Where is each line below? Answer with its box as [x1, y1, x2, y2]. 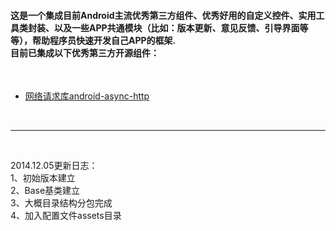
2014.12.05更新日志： [10, 160, 98, 172]
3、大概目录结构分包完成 [10, 197, 113, 209]
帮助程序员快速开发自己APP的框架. [31, 34, 177, 46]
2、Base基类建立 [10, 185, 81, 197]
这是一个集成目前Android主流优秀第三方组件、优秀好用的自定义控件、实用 [10, 9, 317, 21]
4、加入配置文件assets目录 [10, 210, 122, 222]
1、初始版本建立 [10, 172, 76, 184]
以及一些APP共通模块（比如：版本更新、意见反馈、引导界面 [53, 21, 300, 34]
